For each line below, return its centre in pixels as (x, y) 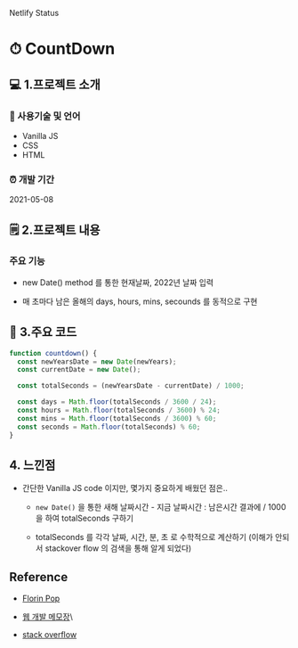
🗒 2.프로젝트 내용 (55, 230)
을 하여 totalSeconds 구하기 (85, 518)
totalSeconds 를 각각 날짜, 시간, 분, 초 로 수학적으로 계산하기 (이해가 (154, 537)
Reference (39, 577)
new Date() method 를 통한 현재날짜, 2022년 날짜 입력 (118, 282)
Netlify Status (34, 13)
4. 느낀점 (32, 465)
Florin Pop (41, 599)
